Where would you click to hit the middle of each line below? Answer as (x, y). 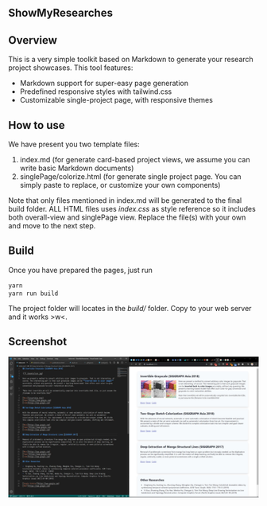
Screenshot (38, 342)
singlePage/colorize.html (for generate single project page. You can (130, 177)
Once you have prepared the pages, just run (80, 270)
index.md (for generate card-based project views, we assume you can (135, 160)
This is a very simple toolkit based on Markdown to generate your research (131, 60)
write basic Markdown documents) (77, 168)
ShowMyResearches (61, 13)
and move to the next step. (52, 226)
